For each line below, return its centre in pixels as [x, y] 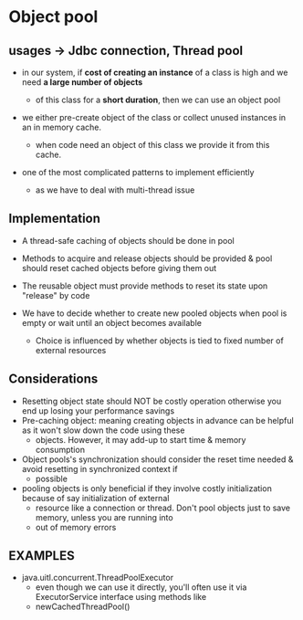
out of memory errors [76, 527]
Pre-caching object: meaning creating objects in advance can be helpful [157, 420]
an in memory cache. [62, 127]
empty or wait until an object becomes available [112, 322]
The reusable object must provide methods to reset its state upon [145, 286]
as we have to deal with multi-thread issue [115, 190]
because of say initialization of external [95, 498]
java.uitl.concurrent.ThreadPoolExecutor [98, 578]
